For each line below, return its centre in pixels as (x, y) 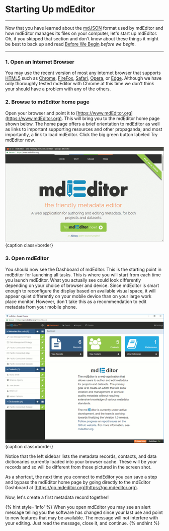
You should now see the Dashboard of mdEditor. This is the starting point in (83, 269)
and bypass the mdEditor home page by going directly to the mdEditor (78, 482)
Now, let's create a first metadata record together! (57, 497)
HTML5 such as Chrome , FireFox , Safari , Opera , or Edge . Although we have (83, 78)
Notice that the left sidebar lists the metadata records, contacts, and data (81, 456)
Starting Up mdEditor (50, 9)
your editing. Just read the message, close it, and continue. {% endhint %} (82, 523)
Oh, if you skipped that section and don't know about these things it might (82, 38)
